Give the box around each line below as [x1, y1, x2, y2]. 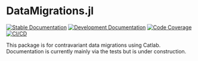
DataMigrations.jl [6, 4, 94, 18]
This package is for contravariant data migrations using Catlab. [6, 41, 161, 49]
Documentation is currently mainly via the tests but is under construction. [6, 47, 187, 54]
